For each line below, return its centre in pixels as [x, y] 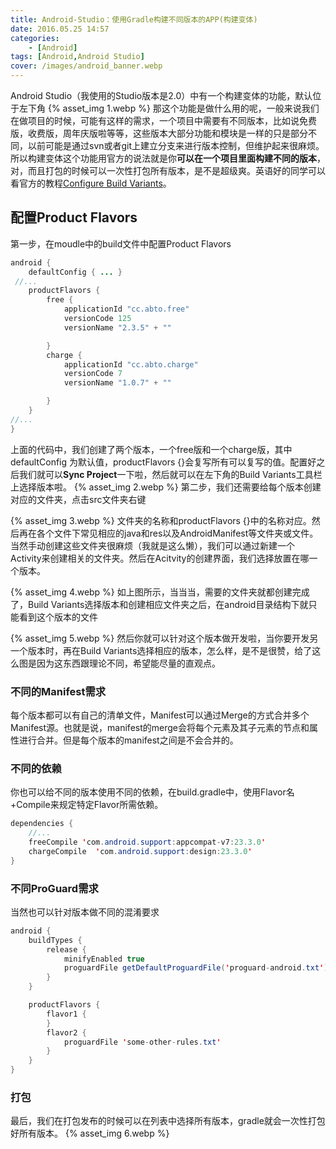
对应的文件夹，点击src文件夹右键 [78, 499]
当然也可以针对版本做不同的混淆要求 [85, 912]
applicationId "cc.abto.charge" [131, 364]
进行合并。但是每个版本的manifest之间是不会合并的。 [128, 740]
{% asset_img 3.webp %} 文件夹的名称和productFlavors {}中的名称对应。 [161, 520]
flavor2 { [66, 1032]
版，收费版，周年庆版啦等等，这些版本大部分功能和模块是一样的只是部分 [159, 133]
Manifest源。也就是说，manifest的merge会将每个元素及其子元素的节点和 [160, 727]
